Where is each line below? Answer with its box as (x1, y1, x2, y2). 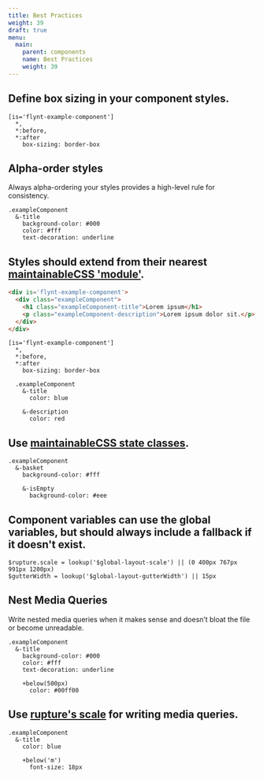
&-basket (15, 464, 44, 473)
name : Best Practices (22, 56, 93, 64)
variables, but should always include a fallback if (8, 525, 252, 539)
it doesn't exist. (8, 537, 87, 551)
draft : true (8, 26, 47, 34)
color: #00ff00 (28, 686, 80, 694)
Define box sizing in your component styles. (8, 92, 230, 106)
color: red (28, 415, 65, 423)
